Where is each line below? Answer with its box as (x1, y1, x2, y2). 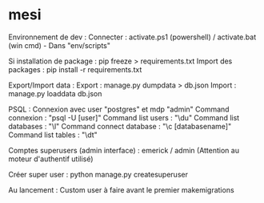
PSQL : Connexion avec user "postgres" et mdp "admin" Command (8, 104, 230, 114)
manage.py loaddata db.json (8, 88, 102, 98)
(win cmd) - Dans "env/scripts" (8, 40, 110, 50)
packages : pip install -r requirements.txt (8, 64, 142, 74)
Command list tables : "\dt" (8, 130, 98, 140)
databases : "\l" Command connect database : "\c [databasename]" (8, 121, 232, 131)
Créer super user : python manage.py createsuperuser (8, 169, 188, 179)
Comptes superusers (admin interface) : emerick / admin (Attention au (8, 145, 240, 155)
